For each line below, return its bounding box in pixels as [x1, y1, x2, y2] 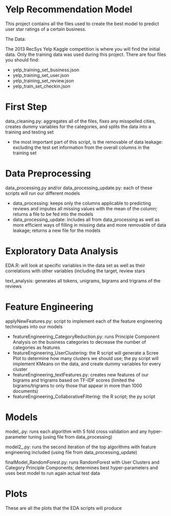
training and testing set [5, 129, 54, 135]
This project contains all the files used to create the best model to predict [5, 21, 159, 27]
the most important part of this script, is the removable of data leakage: [12, 138, 163, 145]
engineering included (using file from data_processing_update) [5, 449, 138, 455]
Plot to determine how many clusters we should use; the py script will [12, 355, 159, 361]
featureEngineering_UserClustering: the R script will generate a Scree [12, 350, 159, 356]
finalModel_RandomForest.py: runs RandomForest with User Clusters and [5, 459, 160, 465]
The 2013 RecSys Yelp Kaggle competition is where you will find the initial [5, 46, 160, 52]
